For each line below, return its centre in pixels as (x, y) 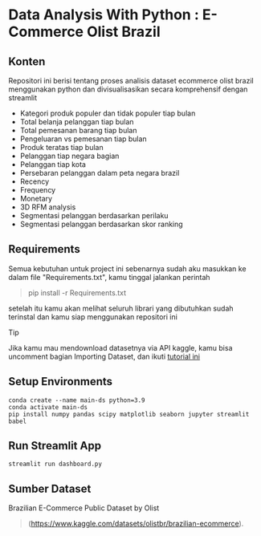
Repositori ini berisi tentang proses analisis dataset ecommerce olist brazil (131, 81)
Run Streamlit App (55, 446)
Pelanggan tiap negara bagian (69, 156)
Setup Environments (61, 382)
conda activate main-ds (48, 407)
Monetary (36, 199)
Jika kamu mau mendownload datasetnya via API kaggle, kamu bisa (120, 347)
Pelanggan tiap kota (53, 164)
